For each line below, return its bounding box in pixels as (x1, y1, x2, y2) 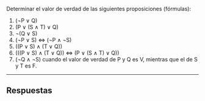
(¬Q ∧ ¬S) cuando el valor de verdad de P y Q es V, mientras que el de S (15, 56, 198, 63)
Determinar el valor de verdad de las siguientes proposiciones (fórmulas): (6, 5, 191, 12)
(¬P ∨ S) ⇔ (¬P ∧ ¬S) (15, 37, 72, 43)
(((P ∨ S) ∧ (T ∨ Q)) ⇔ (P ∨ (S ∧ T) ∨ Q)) (15, 49, 120, 57)
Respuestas (6, 85, 53, 96)
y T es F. (15, 62, 37, 69)
